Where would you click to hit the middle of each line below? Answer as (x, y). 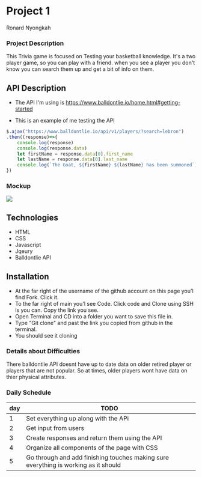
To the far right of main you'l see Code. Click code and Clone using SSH (104, 303)
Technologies (32, 217)
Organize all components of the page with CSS (92, 448)
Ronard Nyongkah (29, 28)
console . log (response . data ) (52, 148)
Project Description (35, 43)
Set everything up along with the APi (78, 418)
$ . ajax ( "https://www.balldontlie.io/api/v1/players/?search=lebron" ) (95, 132)
